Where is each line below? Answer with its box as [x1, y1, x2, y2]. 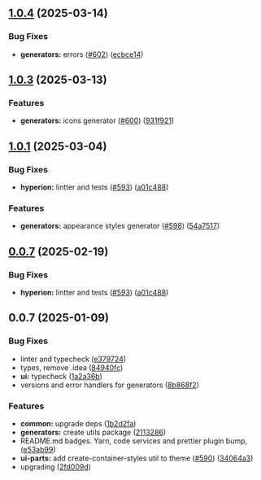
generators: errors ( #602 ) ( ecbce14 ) [20, 49, 144, 59]
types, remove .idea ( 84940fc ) [20, 362, 124, 373]
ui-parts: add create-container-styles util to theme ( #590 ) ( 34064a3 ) [20, 453, 254, 463]
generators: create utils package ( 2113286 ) [20, 427, 167, 438]
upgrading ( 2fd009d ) [20, 462, 92, 472]
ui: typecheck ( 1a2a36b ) [20, 371, 103, 381]
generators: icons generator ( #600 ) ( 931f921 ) [20, 116, 175, 125]
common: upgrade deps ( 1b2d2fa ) [20, 419, 137, 429]
